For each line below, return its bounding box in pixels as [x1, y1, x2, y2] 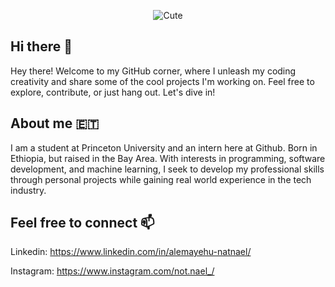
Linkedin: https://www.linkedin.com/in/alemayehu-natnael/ [10, 246, 252, 258]
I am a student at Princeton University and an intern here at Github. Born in [10, 141, 318, 154]
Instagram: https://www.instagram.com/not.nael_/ [10, 265, 215, 277]
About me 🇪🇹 [10, 115, 100, 132]
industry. [10, 184, 47, 196]
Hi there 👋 [10, 38, 73, 55]
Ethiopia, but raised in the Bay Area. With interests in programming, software [10, 152, 326, 164]
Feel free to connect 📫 [10, 215, 155, 232]
